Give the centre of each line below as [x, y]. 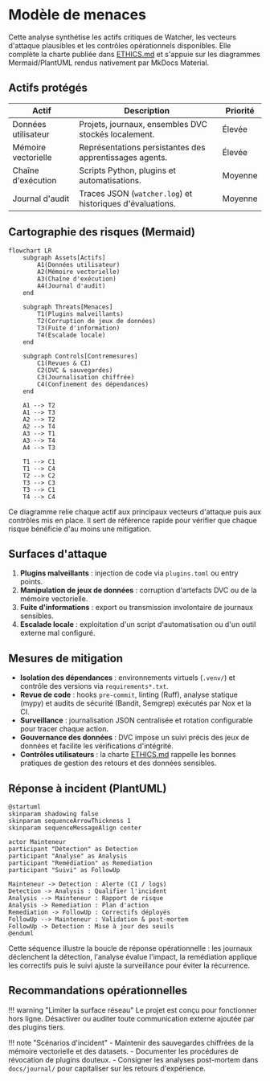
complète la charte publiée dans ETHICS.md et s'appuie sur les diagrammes [135, 54]
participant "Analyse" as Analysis [68, 856]
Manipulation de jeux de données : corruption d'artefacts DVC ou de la [138, 590]
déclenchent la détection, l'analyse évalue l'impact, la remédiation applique [133, 957]
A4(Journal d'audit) [72, 286]
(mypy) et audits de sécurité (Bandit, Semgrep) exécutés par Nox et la [135, 703]
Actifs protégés [48, 88]
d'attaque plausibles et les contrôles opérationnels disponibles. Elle [120, 45]
